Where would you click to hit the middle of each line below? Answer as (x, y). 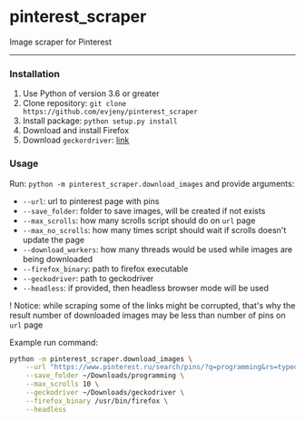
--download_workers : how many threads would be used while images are (157, 249)
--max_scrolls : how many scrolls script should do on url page (139, 220)
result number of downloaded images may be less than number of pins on (148, 315)
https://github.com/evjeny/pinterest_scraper (110, 112)
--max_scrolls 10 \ (63, 384)
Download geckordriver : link (76, 140)
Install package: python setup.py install (100, 121)
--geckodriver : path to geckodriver (88, 278)
